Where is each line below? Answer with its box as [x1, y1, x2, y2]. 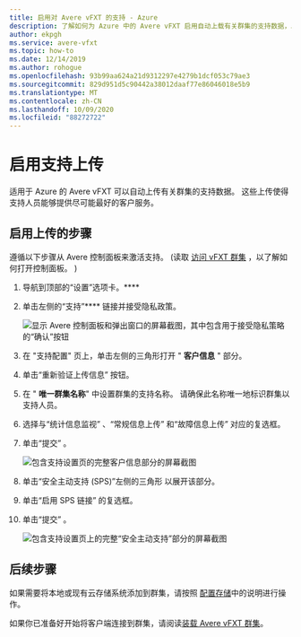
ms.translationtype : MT [9, 88, 99, 97]
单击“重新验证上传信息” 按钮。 [21, 369, 134, 380]
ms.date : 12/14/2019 [9, 55, 87, 64]
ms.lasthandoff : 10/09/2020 [9, 105, 115, 114]
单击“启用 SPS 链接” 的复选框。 [21, 494, 138, 505]
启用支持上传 [9, 154, 105, 175]
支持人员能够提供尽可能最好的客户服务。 [9, 197, 159, 208]
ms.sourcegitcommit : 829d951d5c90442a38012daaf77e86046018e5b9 [9, 80, 251, 89]
